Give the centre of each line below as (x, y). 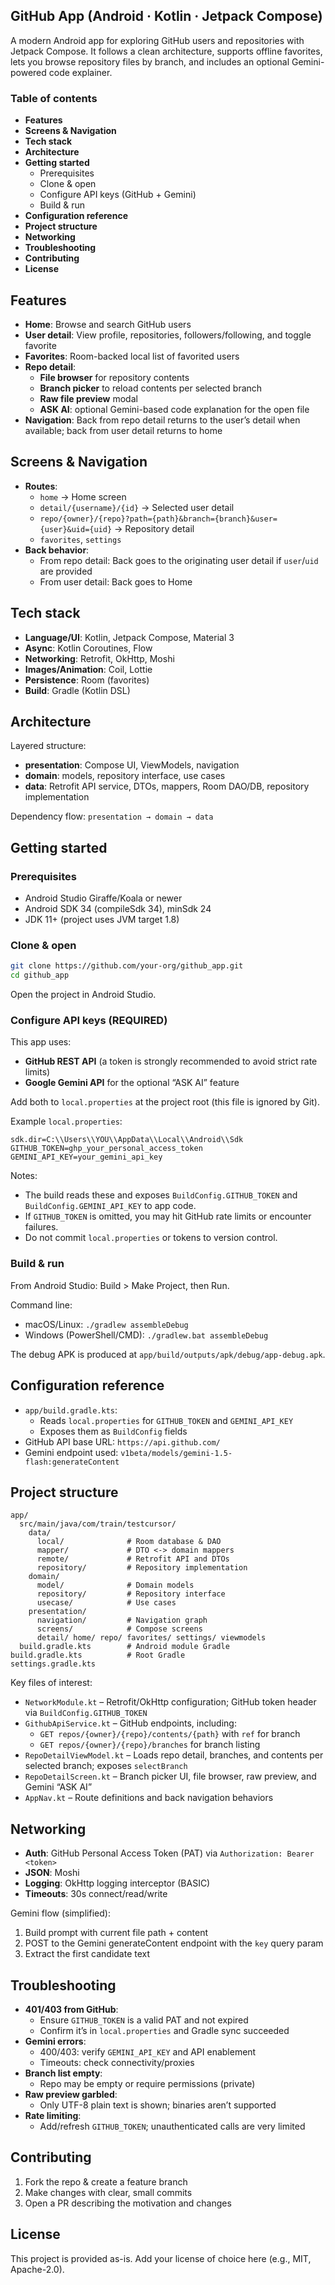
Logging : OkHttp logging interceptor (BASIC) (117, 1883)
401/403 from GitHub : (71, 2009)
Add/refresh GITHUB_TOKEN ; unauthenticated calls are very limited (172, 2126)
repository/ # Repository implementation (142, 1568)
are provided (66, 571)
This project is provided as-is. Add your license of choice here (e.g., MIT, (161, 2258)
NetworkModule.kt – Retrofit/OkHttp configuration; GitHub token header (170, 1702)
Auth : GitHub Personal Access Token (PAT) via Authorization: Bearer (169, 1853)
